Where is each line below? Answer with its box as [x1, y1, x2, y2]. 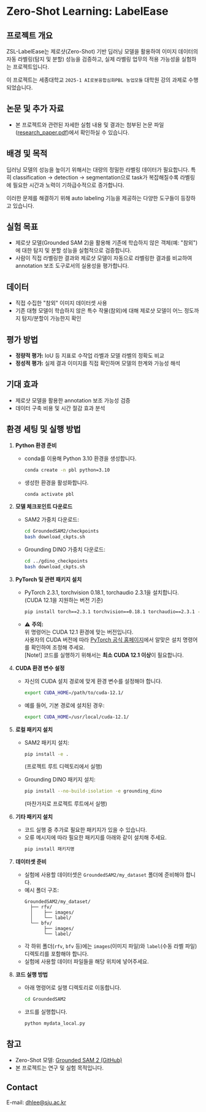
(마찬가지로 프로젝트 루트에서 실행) [24, 800, 107, 807]
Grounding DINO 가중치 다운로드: [24, 546, 105, 554]
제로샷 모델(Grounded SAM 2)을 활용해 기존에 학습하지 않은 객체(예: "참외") [15, 239, 198, 246]
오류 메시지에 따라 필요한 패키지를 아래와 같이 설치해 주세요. [24, 834, 167, 841]
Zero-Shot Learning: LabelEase [6, 4, 169, 18]
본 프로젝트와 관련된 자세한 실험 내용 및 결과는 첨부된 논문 [15, 121, 153, 128]
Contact [6, 1083, 38, 1093]
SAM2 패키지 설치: [24, 738, 69, 746]
